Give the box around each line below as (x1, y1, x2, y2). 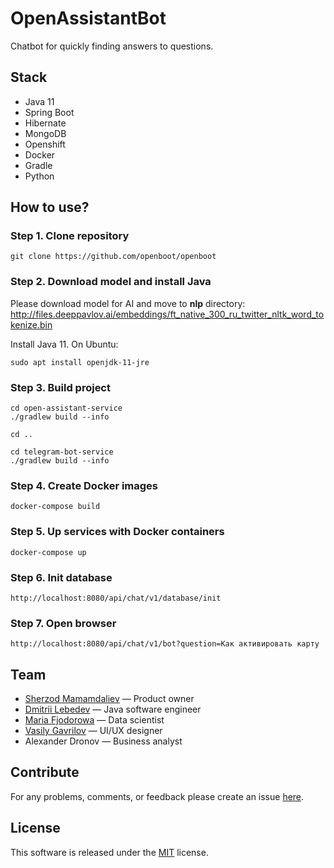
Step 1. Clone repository (10, 229, 130, 243)
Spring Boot (24, 106, 75, 118)
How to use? (10, 199, 90, 216)
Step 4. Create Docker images (10, 478, 159, 492)
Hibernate (24, 117, 67, 129)
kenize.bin (10, 318, 53, 331)
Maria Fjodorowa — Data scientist (24, 714, 165, 726)
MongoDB (24, 127, 67, 139)
